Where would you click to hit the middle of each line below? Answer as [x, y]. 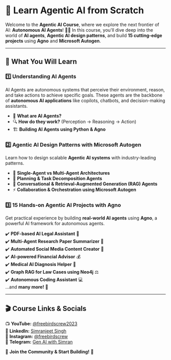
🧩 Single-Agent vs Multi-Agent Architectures [61, 173]
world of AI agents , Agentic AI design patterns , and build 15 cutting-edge [84, 35]
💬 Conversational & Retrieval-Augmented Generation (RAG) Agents [85, 184]
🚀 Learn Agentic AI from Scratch [75, 10]
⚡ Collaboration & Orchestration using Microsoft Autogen [74, 189]
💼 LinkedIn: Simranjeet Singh [36, 331]
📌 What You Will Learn [41, 62]
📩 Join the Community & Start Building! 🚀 [50, 352]
